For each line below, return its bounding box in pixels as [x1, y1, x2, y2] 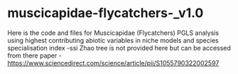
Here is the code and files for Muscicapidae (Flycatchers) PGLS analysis [7, 28, 219, 37]
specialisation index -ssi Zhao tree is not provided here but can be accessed [7, 43, 231, 52]
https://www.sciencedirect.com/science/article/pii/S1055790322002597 [7, 58, 220, 67]
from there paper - [7, 51, 62, 60]
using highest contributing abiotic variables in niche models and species [7, 36, 219, 44]
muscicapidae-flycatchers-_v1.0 [7, 5, 204, 21]
